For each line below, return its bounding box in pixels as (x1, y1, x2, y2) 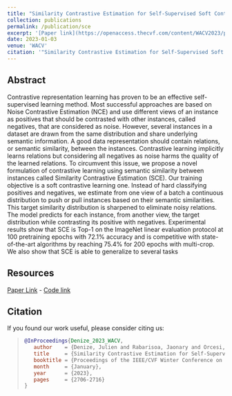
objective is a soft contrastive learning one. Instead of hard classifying (7, 181, 207, 189)
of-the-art (7, 240, 36, 248)
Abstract (7, 74, 46, 87)
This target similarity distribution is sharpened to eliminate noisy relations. (7, 203, 217, 211)
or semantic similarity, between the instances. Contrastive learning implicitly (7, 144, 224, 152)
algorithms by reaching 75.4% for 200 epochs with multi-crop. (37, 240, 215, 248)
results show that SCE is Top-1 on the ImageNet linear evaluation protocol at (7, 225, 224, 233)
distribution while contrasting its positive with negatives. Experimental (7, 217, 206, 226)
